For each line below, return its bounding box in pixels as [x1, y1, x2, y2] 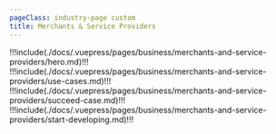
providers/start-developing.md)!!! [9, 114, 134, 125]
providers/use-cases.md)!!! [9, 75, 112, 86]
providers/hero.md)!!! [9, 56, 89, 67]
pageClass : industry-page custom [9, 13, 136, 23]
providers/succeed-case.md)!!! [9, 94, 126, 105]
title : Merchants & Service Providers [9, 22, 156, 31]
